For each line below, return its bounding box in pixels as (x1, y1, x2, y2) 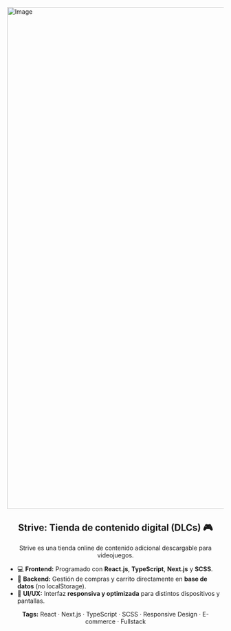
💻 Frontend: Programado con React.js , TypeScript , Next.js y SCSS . (16, 564, 213, 573)
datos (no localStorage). (16, 581, 87, 590)
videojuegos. (97, 550, 134, 559)
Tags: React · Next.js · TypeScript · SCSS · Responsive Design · (21, 610, 201, 618)
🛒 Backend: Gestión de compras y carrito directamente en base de (16, 575, 208, 583)
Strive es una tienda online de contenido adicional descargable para (19, 544, 212, 552)
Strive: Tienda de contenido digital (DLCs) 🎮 (18, 522, 213, 534)
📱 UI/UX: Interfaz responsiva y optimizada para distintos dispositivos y (16, 589, 220, 597)
